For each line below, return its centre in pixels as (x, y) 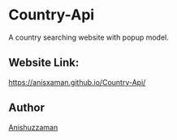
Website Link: (44, 63)
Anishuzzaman (33, 127)
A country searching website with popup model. (88, 37)
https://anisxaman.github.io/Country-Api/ (77, 82)
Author (26, 108)
